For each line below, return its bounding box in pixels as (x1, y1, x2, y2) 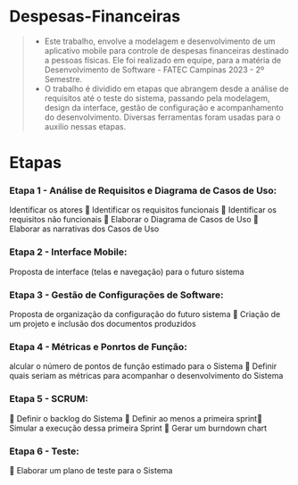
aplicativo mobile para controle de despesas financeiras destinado (44, 45, 289, 55)
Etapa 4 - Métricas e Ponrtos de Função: (9, 340, 187, 353)
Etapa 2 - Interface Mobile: (9, 246, 128, 258)
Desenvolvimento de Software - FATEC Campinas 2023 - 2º (44, 64, 265, 75)
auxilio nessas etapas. (44, 121, 127, 131)
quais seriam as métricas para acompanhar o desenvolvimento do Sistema (9, 371, 284, 381)
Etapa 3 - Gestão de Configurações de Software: (9, 288, 224, 301)
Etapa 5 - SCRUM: (9, 393, 89, 406)
